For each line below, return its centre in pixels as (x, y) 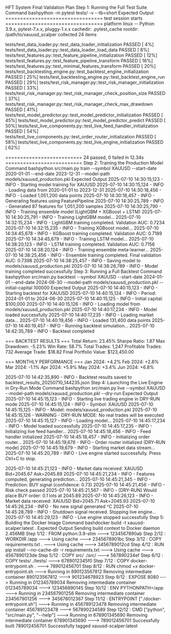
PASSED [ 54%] (22, 131)
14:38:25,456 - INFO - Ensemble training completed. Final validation (90, 255)
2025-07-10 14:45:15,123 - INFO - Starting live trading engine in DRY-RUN (83, 399)
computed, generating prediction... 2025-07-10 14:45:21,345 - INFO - (78, 479)
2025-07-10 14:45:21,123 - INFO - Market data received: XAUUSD (74, 468)
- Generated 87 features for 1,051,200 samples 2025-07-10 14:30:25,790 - (83, 206)
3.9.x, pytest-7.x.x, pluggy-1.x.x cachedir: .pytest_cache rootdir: (72, 29)
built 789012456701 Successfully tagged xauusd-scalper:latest (71, 626)
